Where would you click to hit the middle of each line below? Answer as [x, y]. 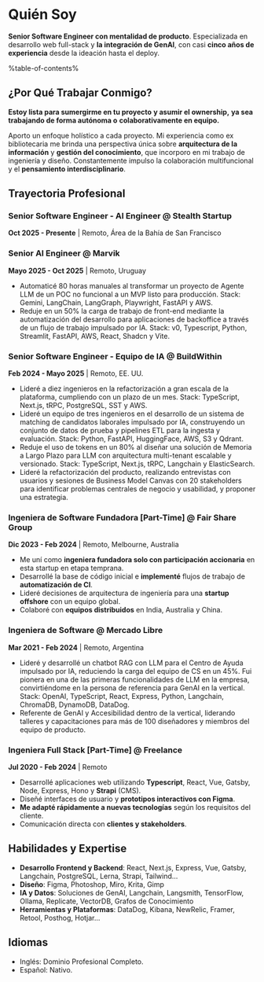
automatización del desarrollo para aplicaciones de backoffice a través [134, 319]
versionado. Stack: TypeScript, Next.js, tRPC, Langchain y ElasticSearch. [137, 464]
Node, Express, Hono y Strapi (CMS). [80, 790]
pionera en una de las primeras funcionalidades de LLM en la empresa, [134, 679]
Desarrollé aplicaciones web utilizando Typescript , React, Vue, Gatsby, [135, 782]
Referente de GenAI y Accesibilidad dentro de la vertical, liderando [127, 712]
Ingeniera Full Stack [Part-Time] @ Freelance [95, 750]
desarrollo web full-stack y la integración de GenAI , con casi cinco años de [131, 44]
